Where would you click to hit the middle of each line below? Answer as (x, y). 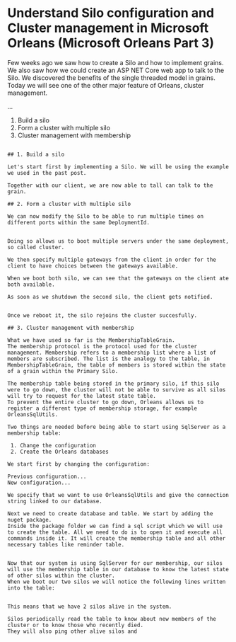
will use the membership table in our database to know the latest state (118, 569)
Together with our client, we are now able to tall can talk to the (110, 185)
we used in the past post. (47, 173)
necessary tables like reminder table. (66, 544)
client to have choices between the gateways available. (93, 266)
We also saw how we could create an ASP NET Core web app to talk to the (116, 70)
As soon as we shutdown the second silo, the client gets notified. (110, 297)
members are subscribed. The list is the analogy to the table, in (109, 359)
